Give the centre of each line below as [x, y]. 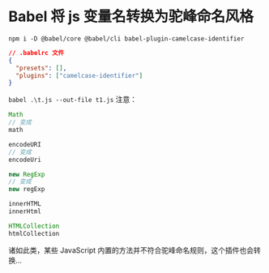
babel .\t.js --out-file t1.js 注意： [73, 100]
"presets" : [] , [41, 68]
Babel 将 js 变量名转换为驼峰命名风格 [131, 17]
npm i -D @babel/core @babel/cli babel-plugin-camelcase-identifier [126, 38]
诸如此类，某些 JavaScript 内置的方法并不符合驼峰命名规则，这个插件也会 [131, 250]
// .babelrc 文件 [36, 53]
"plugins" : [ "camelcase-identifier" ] [79, 75]
